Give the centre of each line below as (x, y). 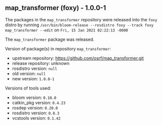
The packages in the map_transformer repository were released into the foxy (81, 19)
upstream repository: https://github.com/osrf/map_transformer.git (78, 58)
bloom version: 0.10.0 (34, 97)
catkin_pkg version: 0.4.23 (39, 102)
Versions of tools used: (28, 88)
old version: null (29, 73)
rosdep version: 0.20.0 (35, 108)
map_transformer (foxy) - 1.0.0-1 (55, 8)
